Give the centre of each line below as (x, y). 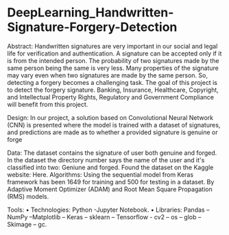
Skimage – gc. (27, 224)
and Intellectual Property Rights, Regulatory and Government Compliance (111, 97)
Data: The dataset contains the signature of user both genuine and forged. (112, 153)
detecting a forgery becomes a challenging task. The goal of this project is (112, 82)
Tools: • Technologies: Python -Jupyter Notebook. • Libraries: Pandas (106, 210)
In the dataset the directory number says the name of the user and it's (106, 160)
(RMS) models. (28, 196)
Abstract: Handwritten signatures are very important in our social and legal (112, 46)
